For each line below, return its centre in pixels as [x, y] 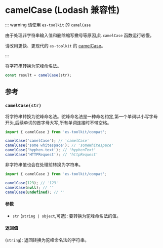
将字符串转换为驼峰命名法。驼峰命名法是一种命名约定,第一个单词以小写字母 [81, 116]
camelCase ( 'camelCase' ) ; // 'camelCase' [47, 141]
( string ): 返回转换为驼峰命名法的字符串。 [47, 240]
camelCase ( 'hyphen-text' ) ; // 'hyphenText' [51, 150]
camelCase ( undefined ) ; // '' [35, 192]
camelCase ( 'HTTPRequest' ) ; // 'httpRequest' [52, 155]
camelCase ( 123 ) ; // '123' [32, 183]
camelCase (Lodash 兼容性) [62, 10]
